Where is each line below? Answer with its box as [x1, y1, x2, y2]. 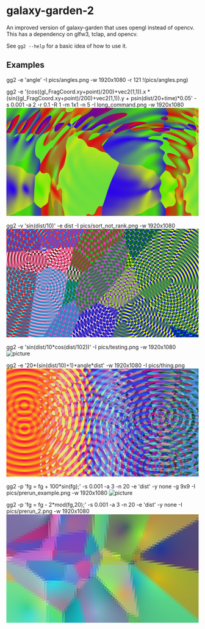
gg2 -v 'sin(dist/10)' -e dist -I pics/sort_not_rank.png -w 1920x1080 [6, 222, 176, 230]
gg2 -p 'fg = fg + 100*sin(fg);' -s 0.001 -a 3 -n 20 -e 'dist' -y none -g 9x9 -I [6, 483, 196, 490]
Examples [6, 60, 45, 70]
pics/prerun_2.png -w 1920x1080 [6, 507, 90, 515]
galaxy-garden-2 [6, 4, 95, 18]
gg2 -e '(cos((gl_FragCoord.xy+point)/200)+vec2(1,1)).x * [6, 88, 151, 95]
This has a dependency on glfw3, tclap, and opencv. [6, 30, 138, 37]
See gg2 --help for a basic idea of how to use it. [6, 42, 128, 49]
